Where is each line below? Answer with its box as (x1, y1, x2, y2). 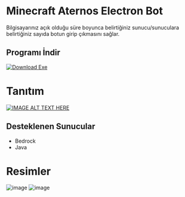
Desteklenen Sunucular (6, 121, 95, 132)
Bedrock (14, 137, 36, 144)
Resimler (6, 164, 51, 178)
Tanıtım (6, 84, 45, 98)
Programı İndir (6, 48, 61, 58)
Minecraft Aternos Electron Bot (6, 4, 163, 18)
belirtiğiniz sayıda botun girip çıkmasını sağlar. (6, 30, 120, 37)
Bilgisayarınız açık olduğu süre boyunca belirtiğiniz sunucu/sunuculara (6, 24, 180, 31)
